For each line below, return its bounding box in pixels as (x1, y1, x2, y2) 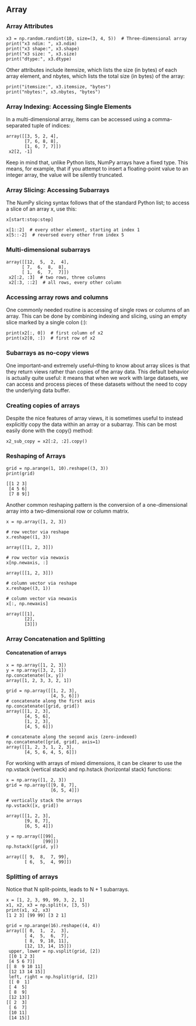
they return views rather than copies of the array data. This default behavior (6, 368, 189, 375)
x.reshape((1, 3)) (6, 534, 51, 540)
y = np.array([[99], (6, 833, 57, 839)
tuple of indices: (32, 122, 71, 129)
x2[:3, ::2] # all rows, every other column (8, 279, 122, 286)
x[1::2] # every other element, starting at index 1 (6, 227, 140, 233)
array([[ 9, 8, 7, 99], (6, 854, 69, 860)
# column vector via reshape (6, 580, 77, 586)
